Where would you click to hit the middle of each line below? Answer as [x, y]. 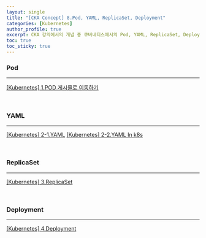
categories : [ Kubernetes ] [39, 23]
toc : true [19, 40]
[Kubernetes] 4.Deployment [41, 229]
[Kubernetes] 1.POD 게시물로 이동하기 [53, 88]
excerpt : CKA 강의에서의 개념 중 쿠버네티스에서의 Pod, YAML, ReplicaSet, [93, 35]
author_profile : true [34, 29]
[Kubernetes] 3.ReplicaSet [40, 182]
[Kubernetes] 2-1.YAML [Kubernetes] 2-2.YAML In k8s [74, 135]
